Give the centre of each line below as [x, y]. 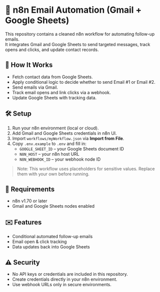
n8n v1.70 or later [30, 201]
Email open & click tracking [39, 242]
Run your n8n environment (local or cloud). [55, 128]
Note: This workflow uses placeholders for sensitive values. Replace [86, 169]
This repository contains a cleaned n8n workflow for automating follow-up [80, 34]
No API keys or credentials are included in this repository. [70, 274]
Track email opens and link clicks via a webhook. [61, 92]
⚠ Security [23, 262]
